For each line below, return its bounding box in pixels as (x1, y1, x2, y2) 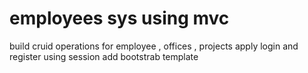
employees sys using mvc (9, 7, 230, 30)
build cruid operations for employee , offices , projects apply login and (9, 40, 299, 52)
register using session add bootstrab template (9, 50, 199, 62)
